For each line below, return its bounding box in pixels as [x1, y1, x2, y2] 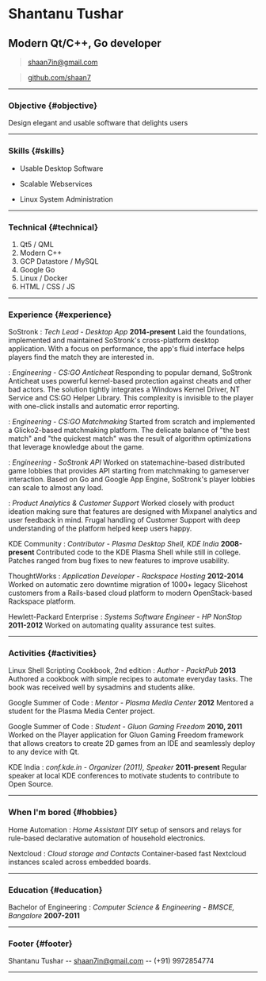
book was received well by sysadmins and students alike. [8, 682, 196, 692]
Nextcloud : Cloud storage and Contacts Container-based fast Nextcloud [8, 848, 247, 858]
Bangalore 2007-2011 [8, 911, 81, 921]
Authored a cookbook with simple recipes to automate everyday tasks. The [8, 674, 253, 684]
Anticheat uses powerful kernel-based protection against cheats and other [8, 377, 252, 386]
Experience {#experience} [8, 309, 112, 320]
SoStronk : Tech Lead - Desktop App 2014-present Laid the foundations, [8, 327, 247, 337]
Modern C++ [19, 248, 63, 257]
